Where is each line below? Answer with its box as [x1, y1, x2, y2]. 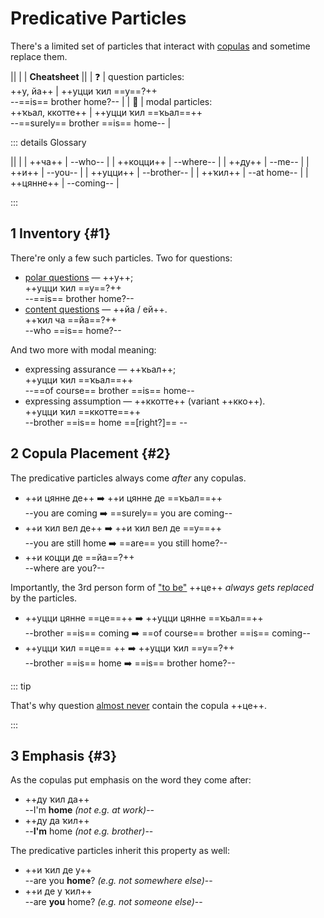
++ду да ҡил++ [24, 815, 90, 827]
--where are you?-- [24, 562, 106, 574]
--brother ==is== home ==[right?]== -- [24, 416, 188, 428]
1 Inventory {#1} [10, 225, 112, 242]
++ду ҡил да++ [24, 793, 90, 806]
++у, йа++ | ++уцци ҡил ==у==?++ [10, 85, 158, 97]
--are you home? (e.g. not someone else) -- [24, 896, 203, 908]
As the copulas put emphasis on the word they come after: [10, 774, 252, 786]
